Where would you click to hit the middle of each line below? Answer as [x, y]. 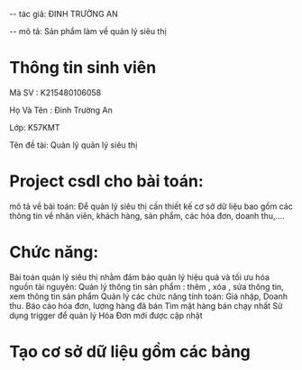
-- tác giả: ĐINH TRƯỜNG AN [64, 14]
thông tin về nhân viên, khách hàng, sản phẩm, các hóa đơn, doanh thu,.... [147, 215]
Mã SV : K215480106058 [55, 92]
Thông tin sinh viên [83, 68]
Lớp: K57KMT [35, 127]
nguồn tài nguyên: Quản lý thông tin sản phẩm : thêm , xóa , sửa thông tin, [146, 286]
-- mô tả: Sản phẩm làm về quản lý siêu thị [88, 31]
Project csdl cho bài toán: [107, 181]
